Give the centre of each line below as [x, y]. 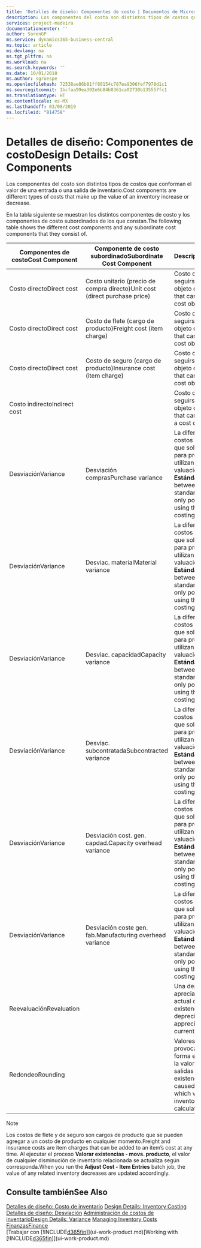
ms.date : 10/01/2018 [32, 73]
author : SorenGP [26, 34]
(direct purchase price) [118, 296]
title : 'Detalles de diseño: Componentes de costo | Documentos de [92, 12]
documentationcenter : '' [37, 28]
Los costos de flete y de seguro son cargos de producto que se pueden [95, 1135]
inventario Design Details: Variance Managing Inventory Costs [82, 1219]
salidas [184, 1071]
